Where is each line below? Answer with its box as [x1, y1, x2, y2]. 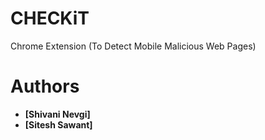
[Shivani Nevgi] [24, 108, 91, 120]
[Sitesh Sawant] [24, 118, 93, 131]
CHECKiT [10, 7, 90, 30]
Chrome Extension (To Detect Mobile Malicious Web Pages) [10, 40, 257, 52]
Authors [10, 75, 80, 98]
